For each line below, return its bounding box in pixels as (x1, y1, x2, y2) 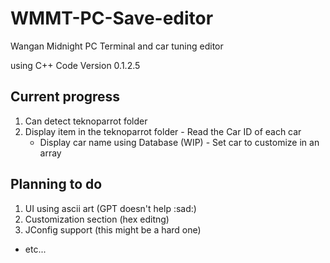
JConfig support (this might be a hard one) (24, 223, 202, 236)
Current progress (10, 88, 121, 106)
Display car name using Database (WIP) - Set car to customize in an (39, 136, 320, 148)
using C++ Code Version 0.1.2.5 (10, 59, 141, 71)
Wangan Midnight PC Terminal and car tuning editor (10, 40, 224, 52)
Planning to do (10, 176, 103, 193)
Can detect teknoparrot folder (24, 115, 148, 127)
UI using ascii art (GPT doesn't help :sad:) (24, 202, 197, 214)
